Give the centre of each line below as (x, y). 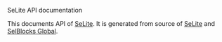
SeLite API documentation (45, 10)
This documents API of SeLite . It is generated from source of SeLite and (111, 23)
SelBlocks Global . (33, 31)
